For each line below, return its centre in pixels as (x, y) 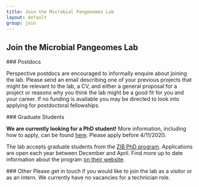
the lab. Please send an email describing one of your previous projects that (99, 80)
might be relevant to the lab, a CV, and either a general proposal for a (92, 86)
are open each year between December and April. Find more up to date (95, 153)
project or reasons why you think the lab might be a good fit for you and (95, 93)
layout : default (26, 17)
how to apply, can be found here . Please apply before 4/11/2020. (86, 135)
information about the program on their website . (66, 159)
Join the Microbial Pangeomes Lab (72, 47)
